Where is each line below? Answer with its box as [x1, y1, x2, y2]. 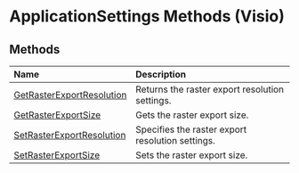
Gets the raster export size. [135, 109, 249, 121]
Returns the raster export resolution [135, 83, 285, 95]
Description [135, 69, 187, 80]
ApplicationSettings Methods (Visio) [9, 6, 285, 27]
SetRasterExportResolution [13, 129, 126, 141]
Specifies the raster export [135, 123, 247, 136]
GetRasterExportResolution [13, 89, 127, 101]
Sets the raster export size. [135, 149, 248, 161]
